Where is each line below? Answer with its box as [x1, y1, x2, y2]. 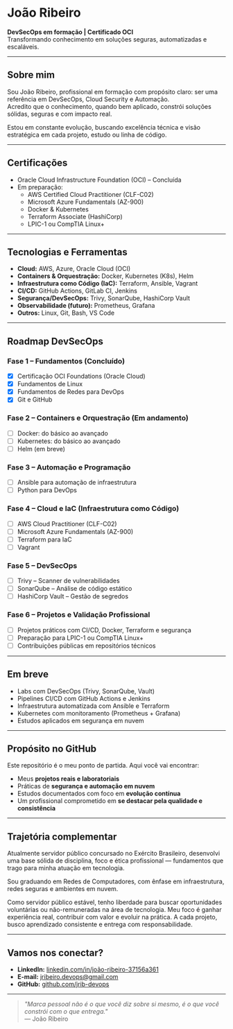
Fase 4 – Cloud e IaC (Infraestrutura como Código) [7, 504, 180, 514]
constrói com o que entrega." [24, 1007, 108, 1015]
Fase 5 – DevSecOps [7, 560, 78, 570]
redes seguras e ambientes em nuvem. [7, 885, 119, 893]
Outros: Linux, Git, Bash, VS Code [17, 309, 115, 317]
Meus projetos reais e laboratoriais [17, 775, 120, 783]
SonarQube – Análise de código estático [17, 585, 132, 593]
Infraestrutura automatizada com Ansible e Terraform [17, 702, 170, 710]
